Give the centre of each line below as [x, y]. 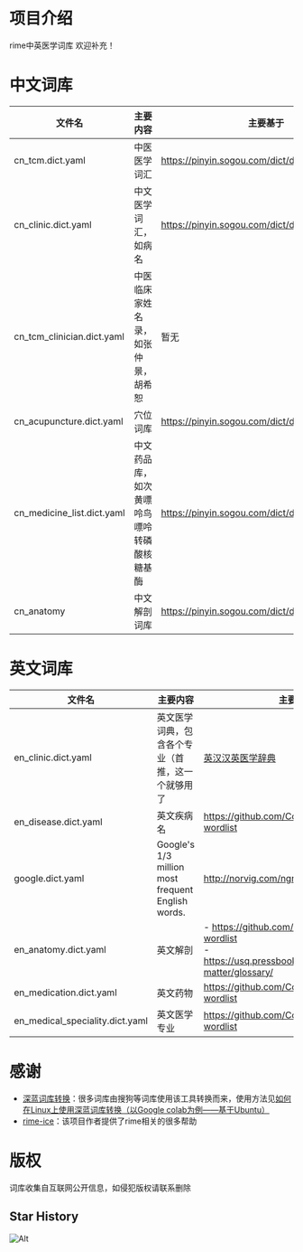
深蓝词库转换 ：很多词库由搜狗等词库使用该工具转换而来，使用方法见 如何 [156, 1098]
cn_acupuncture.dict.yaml [69, 421]
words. [171, 912]
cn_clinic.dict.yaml [53, 224]
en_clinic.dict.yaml [53, 758]
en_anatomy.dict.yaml [60, 949]
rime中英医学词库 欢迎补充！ [62, 45]
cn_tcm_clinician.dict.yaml [69, 336]
